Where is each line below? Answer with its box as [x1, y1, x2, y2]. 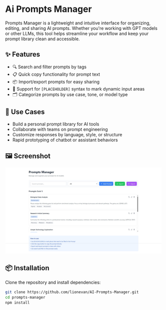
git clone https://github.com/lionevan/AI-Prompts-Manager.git [5, 290, 139, 295]
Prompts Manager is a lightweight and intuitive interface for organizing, [5, 20, 151, 26]
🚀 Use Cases [5, 108, 45, 116]
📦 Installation [5, 264, 50, 272]
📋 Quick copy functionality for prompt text [12, 71, 100, 77]
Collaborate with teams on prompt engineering [12, 126, 108, 132]
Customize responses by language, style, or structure [12, 131, 123, 137]
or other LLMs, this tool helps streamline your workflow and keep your [5, 30, 149, 36]
